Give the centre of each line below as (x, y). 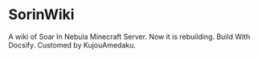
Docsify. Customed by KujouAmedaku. (72, 44)
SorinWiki (41, 15)
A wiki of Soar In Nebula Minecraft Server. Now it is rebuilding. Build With (129, 37)
